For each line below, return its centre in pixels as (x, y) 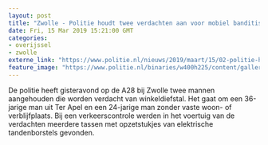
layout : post (30, 16)
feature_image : (33, 68)
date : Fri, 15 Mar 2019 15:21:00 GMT (71, 30)
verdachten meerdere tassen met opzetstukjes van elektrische (111, 123)
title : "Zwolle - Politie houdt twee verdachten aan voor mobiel (119, 23)
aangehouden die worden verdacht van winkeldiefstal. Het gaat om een (126, 98)
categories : (28, 38)
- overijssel (30, 45)
